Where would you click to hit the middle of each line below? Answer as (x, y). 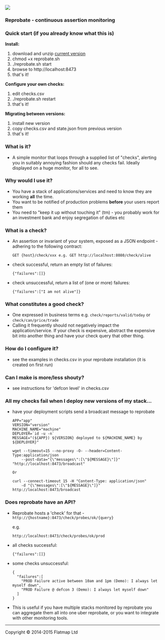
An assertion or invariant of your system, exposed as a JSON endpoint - (85, 241)
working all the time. (33, 196)
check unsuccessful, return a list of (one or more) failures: (71, 283)
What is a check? (26, 230)
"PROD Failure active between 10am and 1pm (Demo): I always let (90, 581)
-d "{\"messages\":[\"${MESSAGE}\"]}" (61, 486)
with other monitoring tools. (40, 618)
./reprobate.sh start (32, 64)
